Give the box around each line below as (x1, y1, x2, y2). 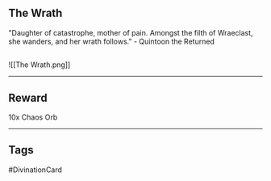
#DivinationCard (8, 165, 63, 175)
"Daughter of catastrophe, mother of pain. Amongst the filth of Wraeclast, (8, 27, 253, 37)
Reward (8, 90, 48, 104)
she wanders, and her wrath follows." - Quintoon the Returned (8, 36, 215, 46)
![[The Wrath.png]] (8, 60, 71, 69)
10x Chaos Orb (8, 112, 58, 122)
